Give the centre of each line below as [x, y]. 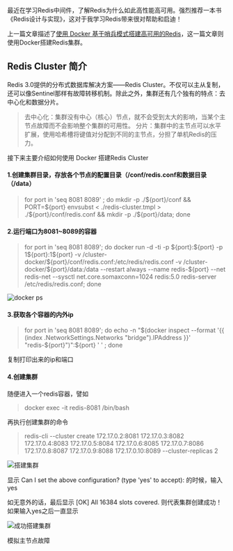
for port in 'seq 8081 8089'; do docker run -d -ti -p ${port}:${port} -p [123, 247]
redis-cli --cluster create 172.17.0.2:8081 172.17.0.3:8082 [104, 436]
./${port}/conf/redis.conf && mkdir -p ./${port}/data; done [107, 215]
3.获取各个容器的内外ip [41, 314]
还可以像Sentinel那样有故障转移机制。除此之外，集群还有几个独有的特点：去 [116, 93]
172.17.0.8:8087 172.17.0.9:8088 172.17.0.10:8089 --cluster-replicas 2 [121, 451]
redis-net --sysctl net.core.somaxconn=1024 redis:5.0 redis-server [120, 277]
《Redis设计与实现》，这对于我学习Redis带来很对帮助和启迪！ [95, 19]
